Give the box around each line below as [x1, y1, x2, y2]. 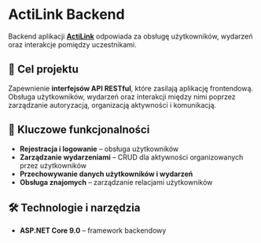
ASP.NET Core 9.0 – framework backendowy [19, 226, 167, 235]
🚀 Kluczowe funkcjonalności [8, 123, 150, 137]
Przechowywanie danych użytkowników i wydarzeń [19, 169, 193, 179]
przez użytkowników [19, 160, 87, 170]
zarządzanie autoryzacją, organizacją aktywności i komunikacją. [8, 100, 217, 109]
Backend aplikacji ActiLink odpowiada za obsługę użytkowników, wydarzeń [8, 31, 253, 41]
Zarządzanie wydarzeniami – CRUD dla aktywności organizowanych [19, 152, 244, 162]
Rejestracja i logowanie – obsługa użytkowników [19, 144, 179, 153]
